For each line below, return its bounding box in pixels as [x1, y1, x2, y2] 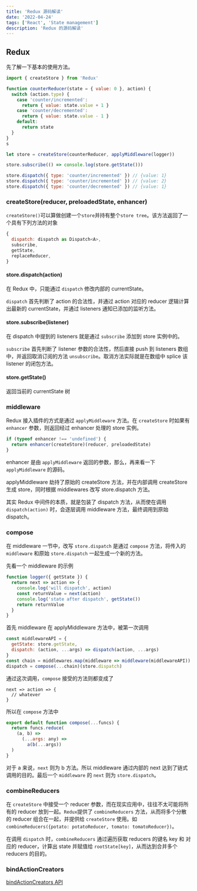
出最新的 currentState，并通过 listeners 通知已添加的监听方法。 [6, 305, 159, 312]
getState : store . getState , [11, 641, 78, 647]
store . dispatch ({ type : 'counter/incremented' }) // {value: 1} [6, 172, 167, 179]
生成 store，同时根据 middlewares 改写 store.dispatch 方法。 [6, 486, 153, 493]
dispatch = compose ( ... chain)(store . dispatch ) [6, 663, 122, 669]
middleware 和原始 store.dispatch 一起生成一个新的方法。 [6, 550, 146, 557]
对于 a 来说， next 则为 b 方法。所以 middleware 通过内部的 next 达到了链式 [6, 764, 188, 771]
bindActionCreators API [6, 879, 64, 886]
